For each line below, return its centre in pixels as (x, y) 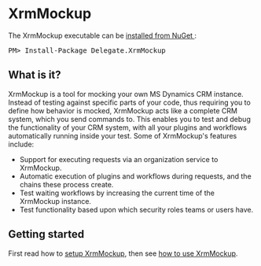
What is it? (35, 75)
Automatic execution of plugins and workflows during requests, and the (135, 176)
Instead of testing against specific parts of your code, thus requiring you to (130, 102)
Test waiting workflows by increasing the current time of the (117, 193)
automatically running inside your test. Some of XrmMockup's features (123, 135)
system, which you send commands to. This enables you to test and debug (130, 119)
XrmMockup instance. (55, 201)
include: (21, 144)
